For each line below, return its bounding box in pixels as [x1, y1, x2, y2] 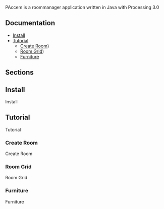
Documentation [5, 19, 56, 27]
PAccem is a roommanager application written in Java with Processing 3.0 [5, 5, 159, 10]
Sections [5, 68, 34, 77]
